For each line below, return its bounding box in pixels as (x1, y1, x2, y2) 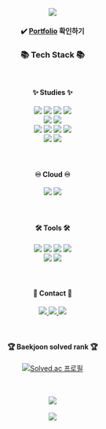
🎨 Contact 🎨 (33, 288, 72, 298)
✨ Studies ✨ (32, 88, 73, 97)
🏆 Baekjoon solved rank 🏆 (7, 342, 98, 352)
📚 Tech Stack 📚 (20, 49, 86, 60)
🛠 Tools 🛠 (35, 223, 71, 233)
